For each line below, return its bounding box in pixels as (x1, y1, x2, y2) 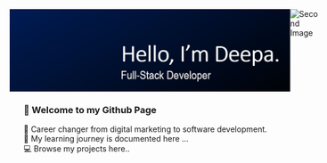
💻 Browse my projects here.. (23, 143, 130, 154)
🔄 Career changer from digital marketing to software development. (23, 124, 268, 134)
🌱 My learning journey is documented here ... (23, 134, 190, 144)
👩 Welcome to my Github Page (23, 104, 157, 117)
